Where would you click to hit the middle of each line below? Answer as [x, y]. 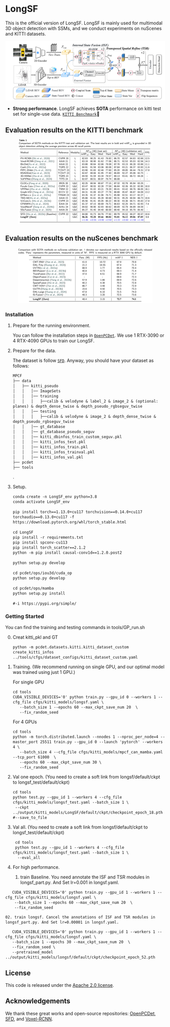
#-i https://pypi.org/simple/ [45, 604]
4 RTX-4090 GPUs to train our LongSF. [54, 340]
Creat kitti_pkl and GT [35, 637]
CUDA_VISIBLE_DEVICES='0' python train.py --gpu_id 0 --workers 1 [84, 697]
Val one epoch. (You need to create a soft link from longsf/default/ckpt [86, 777]
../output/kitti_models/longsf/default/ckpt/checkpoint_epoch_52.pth [80, 957]
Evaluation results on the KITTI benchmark [74, 130]
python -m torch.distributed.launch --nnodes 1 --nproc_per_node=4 [85, 737]
